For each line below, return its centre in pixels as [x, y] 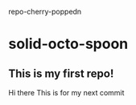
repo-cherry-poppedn [45, 12]
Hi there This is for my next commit [66, 93]
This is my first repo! [61, 73]
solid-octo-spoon [68, 44]
